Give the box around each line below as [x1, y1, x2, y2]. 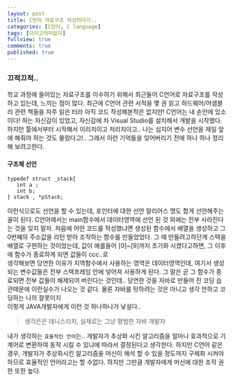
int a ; [16, 181, 39, 188]
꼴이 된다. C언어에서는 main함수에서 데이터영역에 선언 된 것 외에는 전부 [7, 216, 200, 224]
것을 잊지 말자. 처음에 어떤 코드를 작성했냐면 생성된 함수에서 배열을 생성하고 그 [14, 224, 226, 233]
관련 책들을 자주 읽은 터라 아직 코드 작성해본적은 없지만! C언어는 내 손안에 [14, 108, 214, 116]
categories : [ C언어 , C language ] [7, 23, 102, 30]
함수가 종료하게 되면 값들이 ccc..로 [14, 250, 109, 259]
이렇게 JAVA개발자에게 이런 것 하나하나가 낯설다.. [7, 302, 141, 311]
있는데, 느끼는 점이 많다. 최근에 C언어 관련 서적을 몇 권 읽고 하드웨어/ [19, 99, 207, 108]
